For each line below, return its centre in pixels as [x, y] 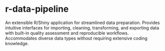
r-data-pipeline [37, 9]
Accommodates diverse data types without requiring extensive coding [76, 38]
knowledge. [17, 43]
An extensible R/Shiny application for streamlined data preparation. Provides [82, 23]
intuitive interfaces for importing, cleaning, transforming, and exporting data [82, 27]
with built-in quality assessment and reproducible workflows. [67, 33]
